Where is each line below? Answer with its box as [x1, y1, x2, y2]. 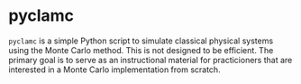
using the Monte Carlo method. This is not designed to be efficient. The [8, 44, 274, 55]
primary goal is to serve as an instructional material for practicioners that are [8, 54, 293, 65]
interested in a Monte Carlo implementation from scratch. [8, 64, 222, 75]
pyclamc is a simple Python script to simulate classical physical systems [8, 35, 274, 46]
